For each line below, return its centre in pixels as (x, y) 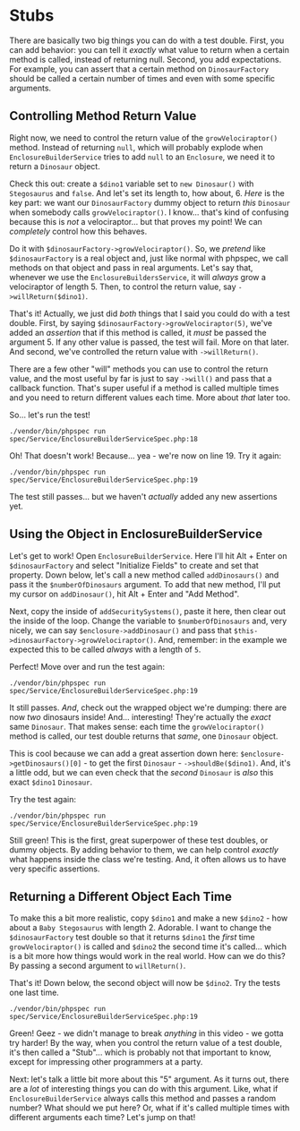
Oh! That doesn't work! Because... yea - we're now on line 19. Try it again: (146, 455)
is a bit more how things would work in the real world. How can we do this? (147, 956)
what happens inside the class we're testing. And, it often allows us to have (148, 859)
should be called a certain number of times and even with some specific (142, 78)
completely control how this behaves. (78, 231)
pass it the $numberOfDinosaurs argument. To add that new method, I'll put (145, 584)
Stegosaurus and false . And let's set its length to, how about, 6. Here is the (147, 193)
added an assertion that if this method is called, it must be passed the (138, 332)
